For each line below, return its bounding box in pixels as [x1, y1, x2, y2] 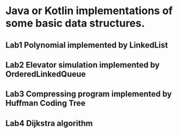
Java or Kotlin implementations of [5, 4, 173, 18]
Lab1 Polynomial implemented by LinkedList [5, 40, 168, 50]
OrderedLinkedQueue [5, 69, 86, 79]
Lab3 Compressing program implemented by [5, 89, 172, 99]
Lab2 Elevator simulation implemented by [5, 60, 160, 70]
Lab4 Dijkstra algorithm [5, 118, 93, 128]
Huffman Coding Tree [5, 98, 86, 108]
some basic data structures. [5, 16, 145, 30]
